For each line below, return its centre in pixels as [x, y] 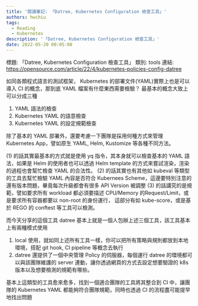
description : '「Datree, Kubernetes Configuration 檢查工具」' [83, 39]
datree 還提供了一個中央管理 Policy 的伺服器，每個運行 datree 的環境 [98, 255]
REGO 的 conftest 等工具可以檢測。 [56, 207]
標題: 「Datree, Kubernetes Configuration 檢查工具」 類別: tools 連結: [90, 62]
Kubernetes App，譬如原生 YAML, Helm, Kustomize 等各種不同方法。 [90, 143]
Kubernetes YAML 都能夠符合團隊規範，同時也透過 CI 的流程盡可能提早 [104, 289]
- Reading [23, 28]
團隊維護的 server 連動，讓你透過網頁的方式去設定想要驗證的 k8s [110, 262]
